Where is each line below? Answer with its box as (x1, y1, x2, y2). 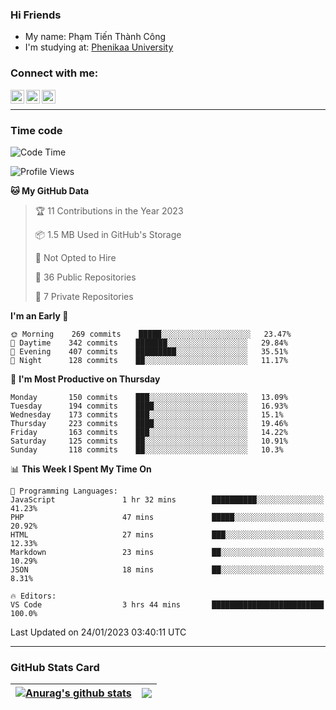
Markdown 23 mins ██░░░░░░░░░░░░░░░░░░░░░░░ (10, 547, 325, 557)
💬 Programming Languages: (10, 486, 118, 496)
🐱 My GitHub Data (10, 184, 90, 197)
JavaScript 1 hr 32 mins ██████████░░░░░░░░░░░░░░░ (10, 494, 325, 505)
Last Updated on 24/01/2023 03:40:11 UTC (10, 626, 187, 638)
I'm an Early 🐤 (10, 309, 69, 322)
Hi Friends (10, 8, 62, 22)
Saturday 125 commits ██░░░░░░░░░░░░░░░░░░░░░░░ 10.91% (10, 436, 288, 446)
